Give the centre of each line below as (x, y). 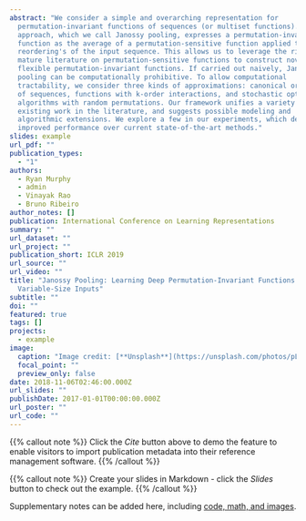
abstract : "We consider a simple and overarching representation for (144, 18)
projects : (28, 332)
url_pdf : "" (32, 145)
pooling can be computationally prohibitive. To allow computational (152, 77)
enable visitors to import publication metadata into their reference (133, 451)
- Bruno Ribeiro (48, 204)
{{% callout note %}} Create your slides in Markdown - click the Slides (141, 478)
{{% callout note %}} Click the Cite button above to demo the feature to (143, 442)
